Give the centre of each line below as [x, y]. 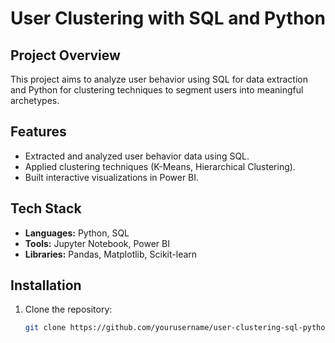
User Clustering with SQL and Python [168, 18]
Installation [46, 285]
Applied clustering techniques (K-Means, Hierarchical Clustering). [160, 166]
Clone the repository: [68, 309]
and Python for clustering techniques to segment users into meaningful [157, 90]
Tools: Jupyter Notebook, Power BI [97, 243]
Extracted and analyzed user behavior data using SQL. [137, 156]
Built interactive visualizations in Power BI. [112, 177]
